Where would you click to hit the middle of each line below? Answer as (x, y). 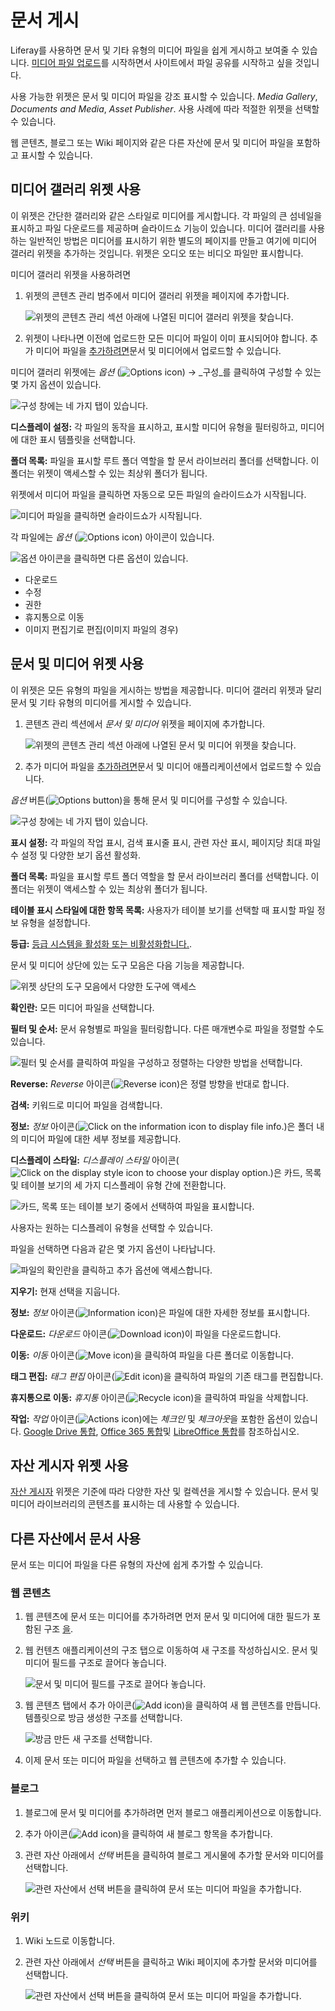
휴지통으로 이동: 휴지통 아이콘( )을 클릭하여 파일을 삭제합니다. (159, 1397)
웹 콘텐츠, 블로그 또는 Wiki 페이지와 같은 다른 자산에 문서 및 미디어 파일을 (152, 142)
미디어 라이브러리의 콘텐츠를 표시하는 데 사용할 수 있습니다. (125, 1504)
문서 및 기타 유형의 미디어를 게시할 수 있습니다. (101, 702)
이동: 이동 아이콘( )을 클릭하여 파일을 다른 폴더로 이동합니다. (152, 1355)
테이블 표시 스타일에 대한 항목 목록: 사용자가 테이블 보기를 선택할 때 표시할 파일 (162, 910)
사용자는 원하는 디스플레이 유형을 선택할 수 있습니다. (111, 1227)
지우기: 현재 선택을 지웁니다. (65, 1291)
